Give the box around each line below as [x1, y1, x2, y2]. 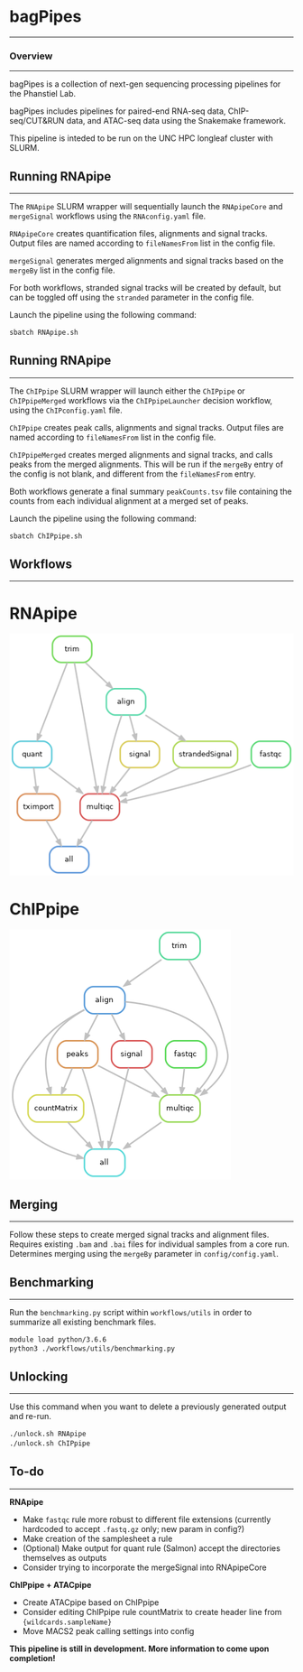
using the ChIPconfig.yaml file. [9, 404, 124, 415]
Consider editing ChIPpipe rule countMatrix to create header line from [22, 1606, 282, 1617]
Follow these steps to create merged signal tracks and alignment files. [9, 1230, 270, 1240]
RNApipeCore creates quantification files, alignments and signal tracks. [9, 228, 268, 239]
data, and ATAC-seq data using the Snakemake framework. [66, 116, 287, 126]
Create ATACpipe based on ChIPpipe [22, 1596, 160, 1608]
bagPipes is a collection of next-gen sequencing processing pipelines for [9, 79, 281, 89]
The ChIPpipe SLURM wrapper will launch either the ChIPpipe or [9, 385, 245, 396]
